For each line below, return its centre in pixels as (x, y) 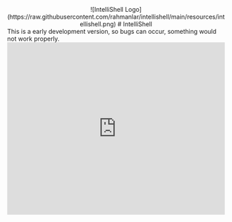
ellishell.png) (98, 24)
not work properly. (33, 39)
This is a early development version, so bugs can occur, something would (112, 31)
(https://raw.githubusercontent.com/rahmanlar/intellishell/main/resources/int (116, 17)
